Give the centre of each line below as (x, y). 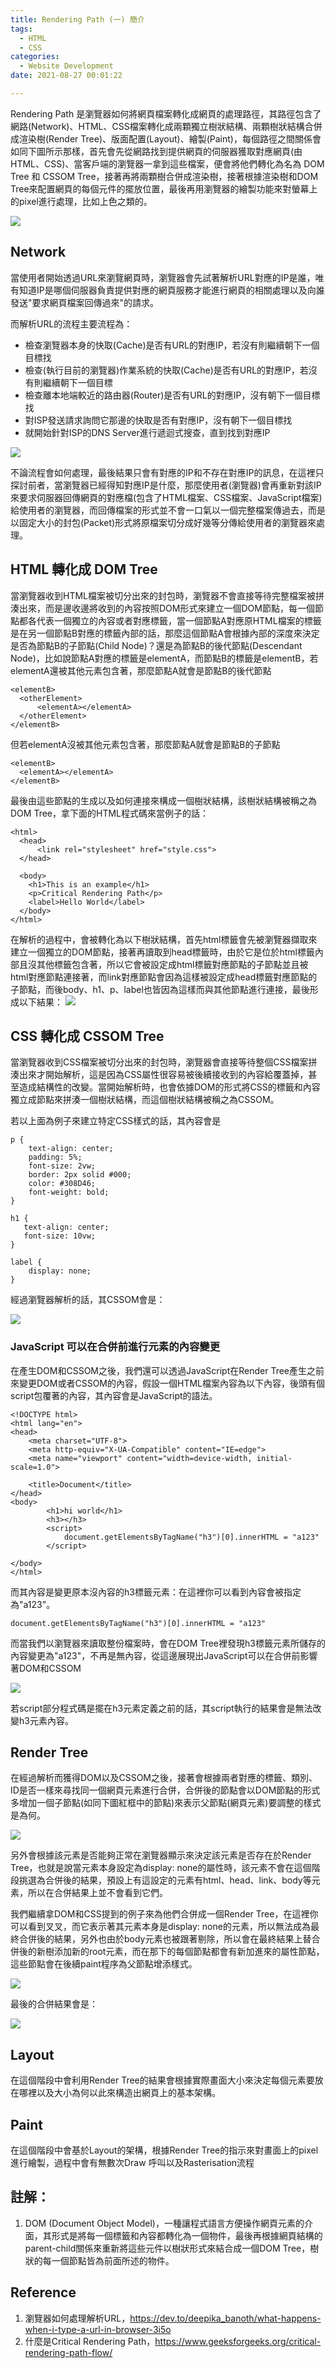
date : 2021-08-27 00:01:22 (66, 76)
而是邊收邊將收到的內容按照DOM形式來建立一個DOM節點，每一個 (179, 608)
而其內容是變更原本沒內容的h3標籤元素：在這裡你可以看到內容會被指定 (156, 1592)
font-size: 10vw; (60, 1236)
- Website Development (66, 66)
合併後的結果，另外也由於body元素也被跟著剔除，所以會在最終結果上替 (165, 1939)
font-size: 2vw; (62, 1166)
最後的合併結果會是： (54, 2004)
